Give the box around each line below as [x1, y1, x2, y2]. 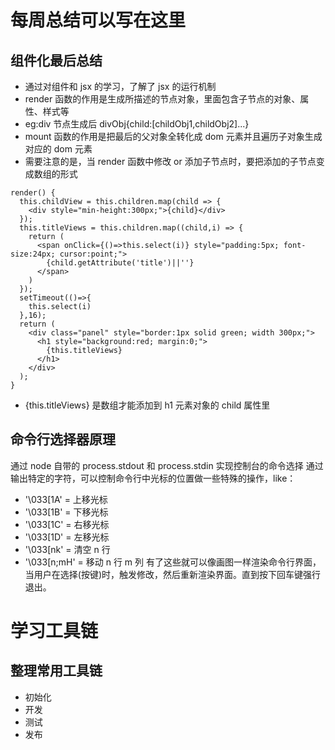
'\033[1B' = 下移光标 [24, 506, 109, 518]
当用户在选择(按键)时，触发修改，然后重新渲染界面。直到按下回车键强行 [24, 568, 322, 580]
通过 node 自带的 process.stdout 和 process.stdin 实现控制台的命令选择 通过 [10, 459, 324, 471]
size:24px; [10, 249, 56, 259]
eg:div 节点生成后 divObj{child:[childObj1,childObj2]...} [24, 118, 250, 130]
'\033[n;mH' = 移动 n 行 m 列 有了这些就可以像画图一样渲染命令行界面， [24, 556, 322, 568]
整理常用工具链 [10, 662, 103, 680]
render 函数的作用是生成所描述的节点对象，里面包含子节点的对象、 [24, 93, 301, 105]
